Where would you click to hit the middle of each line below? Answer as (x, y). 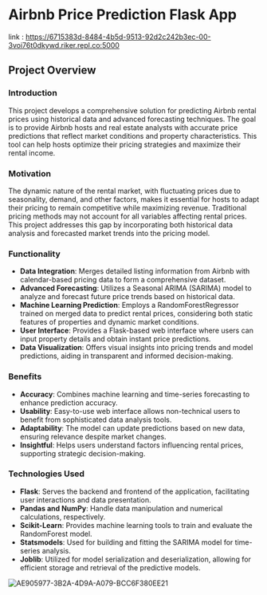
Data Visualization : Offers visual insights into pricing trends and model (136, 348)
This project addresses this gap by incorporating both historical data (121, 224)
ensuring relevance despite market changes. (93, 436)
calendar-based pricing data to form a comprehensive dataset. (123, 280)
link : (16, 37)
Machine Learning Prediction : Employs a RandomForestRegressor (129, 305)
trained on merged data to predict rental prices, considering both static (136, 313)
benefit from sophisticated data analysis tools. (96, 420)
